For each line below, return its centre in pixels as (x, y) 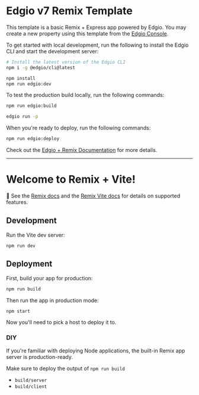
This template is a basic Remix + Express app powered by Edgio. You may (96, 27)
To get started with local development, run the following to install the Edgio (97, 45)
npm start (18, 311)
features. (17, 202)
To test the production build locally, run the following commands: (85, 95)
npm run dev (21, 246)
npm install (21, 78)
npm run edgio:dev (29, 84)
